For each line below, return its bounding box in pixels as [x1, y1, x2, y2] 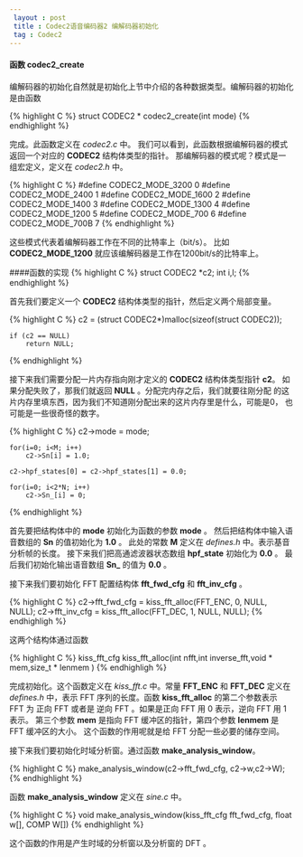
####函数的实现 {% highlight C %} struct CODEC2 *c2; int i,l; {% [9, 267, 251, 278]
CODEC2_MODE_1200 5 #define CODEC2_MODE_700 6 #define [9, 208, 247, 219]
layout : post [13, 13, 67, 23]
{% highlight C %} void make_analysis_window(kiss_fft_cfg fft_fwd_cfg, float [9, 809, 292, 820]
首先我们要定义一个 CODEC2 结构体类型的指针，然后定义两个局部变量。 [9, 296, 277, 306]
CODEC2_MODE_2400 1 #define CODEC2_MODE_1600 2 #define [9, 189, 251, 200]
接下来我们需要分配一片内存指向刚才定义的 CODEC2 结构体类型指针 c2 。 [9, 373, 280, 384]
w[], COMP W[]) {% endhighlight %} [9, 819, 144, 830]
